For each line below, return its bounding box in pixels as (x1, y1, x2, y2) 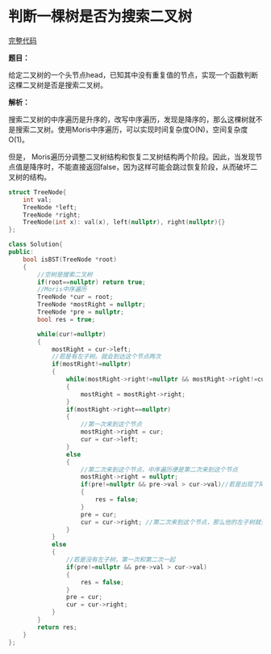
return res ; (37, 623, 78, 631)
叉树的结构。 (8, 171, 51, 182)
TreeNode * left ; (23, 203, 78, 211)
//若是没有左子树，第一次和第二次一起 (65, 555, 176, 564)
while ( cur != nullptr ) (37, 330, 106, 338)
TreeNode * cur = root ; (37, 293, 114, 302)
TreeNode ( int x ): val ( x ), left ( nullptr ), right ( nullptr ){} (23, 218, 226, 226)
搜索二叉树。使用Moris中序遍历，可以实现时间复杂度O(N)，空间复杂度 (15, 124, 248, 134)
